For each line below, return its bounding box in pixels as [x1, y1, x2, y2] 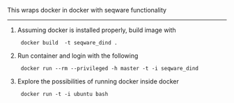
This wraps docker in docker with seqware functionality [7, 6, 167, 14]
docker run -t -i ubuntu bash [20, 90, 109, 97]
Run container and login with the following [17, 51, 139, 60]
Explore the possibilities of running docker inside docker [17, 77, 180, 86]
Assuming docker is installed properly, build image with [17, 26, 176, 34]
